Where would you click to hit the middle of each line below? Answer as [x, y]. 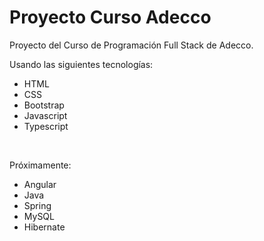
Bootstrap [44, 105]
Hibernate [44, 227]
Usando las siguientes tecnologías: [81, 64]
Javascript [45, 115]
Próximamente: [40, 165]
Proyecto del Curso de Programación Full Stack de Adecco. [131, 45]
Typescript [46, 126]
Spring [37, 205]
